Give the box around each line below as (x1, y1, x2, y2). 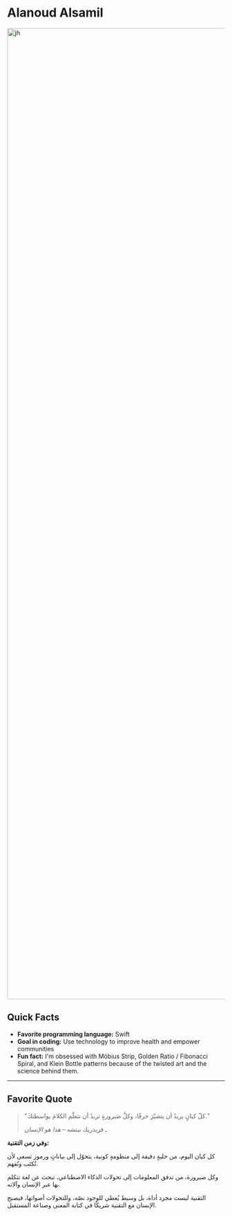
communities (17, 1044, 55, 1053)
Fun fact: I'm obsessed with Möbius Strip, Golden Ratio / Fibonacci (17, 1052, 209, 1060)
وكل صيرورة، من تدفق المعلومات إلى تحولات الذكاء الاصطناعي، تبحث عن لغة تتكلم (7, 1172, 219, 1181)
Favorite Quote (7, 1094, 72, 1105)
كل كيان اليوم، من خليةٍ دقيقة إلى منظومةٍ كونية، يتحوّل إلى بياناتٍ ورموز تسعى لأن (7, 1152, 215, 1160)
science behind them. (17, 1067, 79, 1075)
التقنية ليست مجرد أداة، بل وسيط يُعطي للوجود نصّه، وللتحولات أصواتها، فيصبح (7, 1193, 206, 1201)
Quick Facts (7, 1012, 60, 1024)
